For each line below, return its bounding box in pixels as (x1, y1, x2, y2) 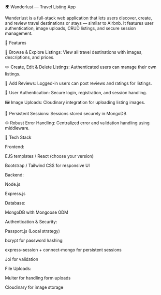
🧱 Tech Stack (5, 134, 31, 140)
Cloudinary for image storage (5, 284, 64, 290)
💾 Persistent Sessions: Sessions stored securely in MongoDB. (5, 111, 128, 116)
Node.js (5, 181, 21, 187)
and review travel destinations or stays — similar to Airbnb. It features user (5, 20, 154, 26)
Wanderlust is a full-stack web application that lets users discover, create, (5, 15, 152, 21)
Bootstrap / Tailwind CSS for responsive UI (5, 162, 90, 168)
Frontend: (5, 144, 25, 149)
